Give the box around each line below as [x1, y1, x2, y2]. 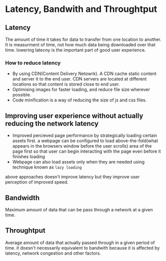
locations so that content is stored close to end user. [12, 81, 120, 87]
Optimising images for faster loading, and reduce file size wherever [12, 87, 150, 92]
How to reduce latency [5, 59, 61, 66]
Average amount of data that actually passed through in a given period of [5, 240, 155, 246]
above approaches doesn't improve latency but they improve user [5, 174, 140, 180]
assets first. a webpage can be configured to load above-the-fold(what [12, 138, 158, 144]
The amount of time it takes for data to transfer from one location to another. [5, 36, 162, 42]
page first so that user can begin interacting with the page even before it [12, 148, 161, 155]
